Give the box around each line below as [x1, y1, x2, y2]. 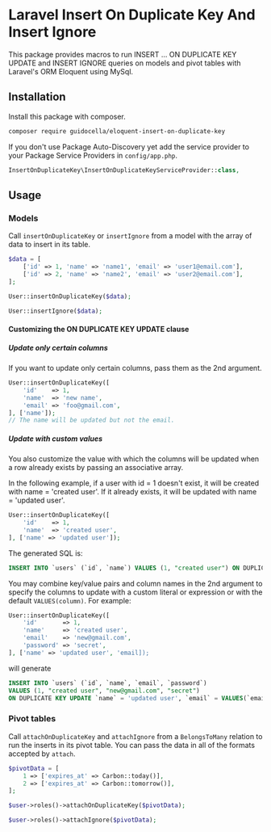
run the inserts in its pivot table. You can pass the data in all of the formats [8, 740, 256, 750]
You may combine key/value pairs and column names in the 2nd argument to [8, 578, 263, 588]
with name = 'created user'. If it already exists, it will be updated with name [8, 487, 257, 497]
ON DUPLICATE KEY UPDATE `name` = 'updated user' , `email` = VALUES [8, 694, 244, 702]
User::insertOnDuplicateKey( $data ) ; [8, 292, 131, 300]
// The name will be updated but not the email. [8, 416, 175, 425]
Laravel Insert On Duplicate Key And [8, 6, 256, 24]
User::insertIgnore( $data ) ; [8, 307, 103, 315]
